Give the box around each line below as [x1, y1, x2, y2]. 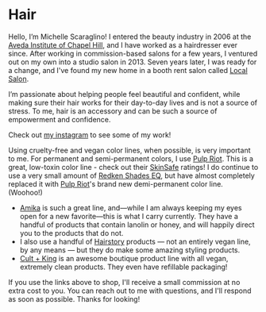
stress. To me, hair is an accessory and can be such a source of [8, 106, 218, 116]
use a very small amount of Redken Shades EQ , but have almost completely [8, 171, 256, 180]
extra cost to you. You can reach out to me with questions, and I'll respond [8, 286, 252, 295]
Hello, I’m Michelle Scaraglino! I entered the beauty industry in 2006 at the [8, 32, 252, 41]
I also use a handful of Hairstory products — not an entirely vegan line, [19, 237, 252, 246]
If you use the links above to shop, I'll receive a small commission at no [8, 277, 241, 287]
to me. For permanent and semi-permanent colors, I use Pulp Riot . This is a [8, 153, 254, 164]
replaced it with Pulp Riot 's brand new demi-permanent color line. [8, 179, 224, 188]
